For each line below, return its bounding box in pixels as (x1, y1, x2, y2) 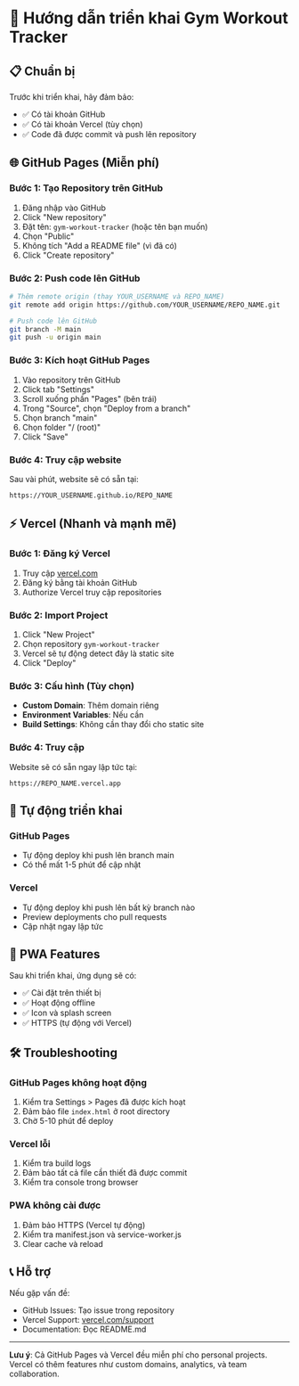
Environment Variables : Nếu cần (21, 709, 144, 720)
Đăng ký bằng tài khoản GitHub (21, 577, 138, 587)
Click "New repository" (21, 211, 107, 222)
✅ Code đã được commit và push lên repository (21, 129, 198, 139)
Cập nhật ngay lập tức (21, 921, 104, 931)
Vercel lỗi (9, 1137, 51, 1150)
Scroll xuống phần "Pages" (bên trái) (21, 393, 158, 404)
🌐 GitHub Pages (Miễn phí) (9, 155, 160, 170)
